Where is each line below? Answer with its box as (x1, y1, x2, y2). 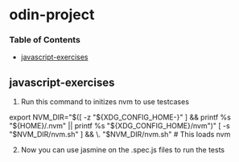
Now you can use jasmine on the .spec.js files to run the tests (20, 145, 225, 155)
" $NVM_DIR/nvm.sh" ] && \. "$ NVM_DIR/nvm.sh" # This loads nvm (9, 130, 231, 140)
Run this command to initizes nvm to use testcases (20, 97, 190, 107)
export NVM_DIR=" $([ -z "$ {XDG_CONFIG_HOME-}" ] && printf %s (9, 112, 232, 122)
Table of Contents (9, 34, 81, 46)
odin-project (9, 6, 95, 24)
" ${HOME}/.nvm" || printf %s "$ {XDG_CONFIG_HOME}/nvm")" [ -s (9, 121, 230, 131)
